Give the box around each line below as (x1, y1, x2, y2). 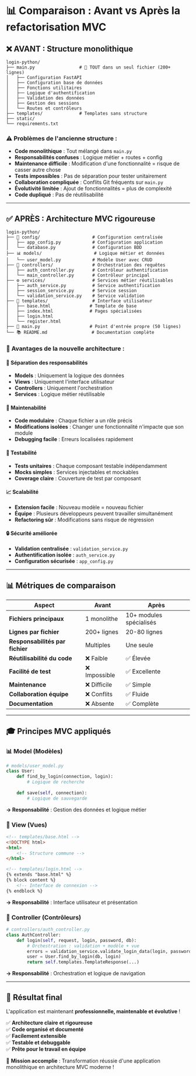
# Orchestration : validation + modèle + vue (27, 943, 140, 949)
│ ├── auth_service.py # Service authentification (6, 283, 160, 289)
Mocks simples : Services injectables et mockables (14, 469, 139, 476)
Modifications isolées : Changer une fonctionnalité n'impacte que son (14, 423, 184, 431)
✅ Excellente (125, 667, 161, 675)
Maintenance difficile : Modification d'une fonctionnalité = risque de (14, 160, 180, 167)
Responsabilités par (9, 637, 66, 645)
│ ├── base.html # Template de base (6, 303, 137, 309)
